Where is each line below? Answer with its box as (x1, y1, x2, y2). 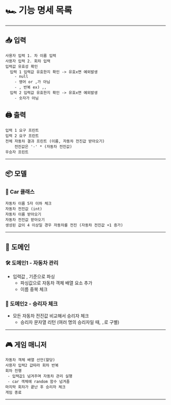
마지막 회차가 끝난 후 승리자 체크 (5, 385, 66, 390)
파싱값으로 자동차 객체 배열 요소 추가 (20, 279, 93, 286)
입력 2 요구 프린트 (5, 133, 39, 138)
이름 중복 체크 (20, 286, 48, 292)
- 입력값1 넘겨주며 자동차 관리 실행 (7, 374, 73, 379)
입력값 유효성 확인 (5, 64, 38, 69)
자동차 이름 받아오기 (5, 212, 42, 217)
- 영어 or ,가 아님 (14, 79, 50, 84)
